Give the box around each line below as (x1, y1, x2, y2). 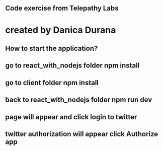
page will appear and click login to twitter (5, 113, 137, 121)
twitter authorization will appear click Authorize (5, 129, 158, 138)
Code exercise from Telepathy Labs (5, 4, 119, 13)
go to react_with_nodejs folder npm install (5, 61, 140, 70)
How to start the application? (5, 44, 98, 52)
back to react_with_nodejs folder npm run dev (5, 96, 152, 104)
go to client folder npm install (5, 78, 99, 87)
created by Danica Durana (5, 24, 116, 36)
